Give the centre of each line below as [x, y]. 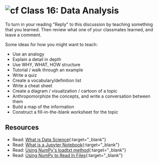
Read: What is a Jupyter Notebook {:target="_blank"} [66, 145]
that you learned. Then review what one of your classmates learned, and [79, 29]
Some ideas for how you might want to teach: [52, 44]
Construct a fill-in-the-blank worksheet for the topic [65, 112]
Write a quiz [25, 75]
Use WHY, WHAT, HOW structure [46, 64]
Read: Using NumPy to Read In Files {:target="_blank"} [67, 155]
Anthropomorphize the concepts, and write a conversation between [81, 96]
